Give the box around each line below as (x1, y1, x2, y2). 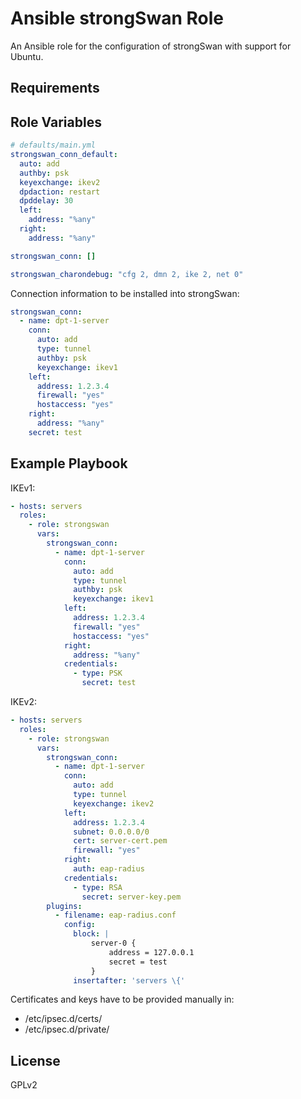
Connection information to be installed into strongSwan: (10, 287, 240, 299)
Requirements (10, 80, 100, 97)
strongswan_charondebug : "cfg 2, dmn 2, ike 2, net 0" (10, 269, 244, 279)
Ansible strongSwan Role (10, 7, 224, 30)
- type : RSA (73, 882, 123, 892)
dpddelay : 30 (19, 196, 74, 206)
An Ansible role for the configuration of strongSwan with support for (10, 40, 292, 52)
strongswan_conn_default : (10, 150, 118, 160)
